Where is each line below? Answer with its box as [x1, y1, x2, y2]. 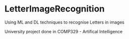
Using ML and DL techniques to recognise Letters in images [4, 19, 125, 25]
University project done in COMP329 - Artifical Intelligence [4, 28, 123, 34]
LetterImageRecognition [4, 3, 105, 14]
